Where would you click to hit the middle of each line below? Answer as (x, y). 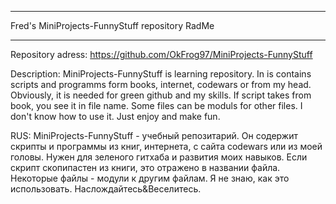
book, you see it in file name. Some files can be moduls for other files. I (156, 105)
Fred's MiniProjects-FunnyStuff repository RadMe (112, 25)
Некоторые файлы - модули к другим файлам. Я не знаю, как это (150, 178)
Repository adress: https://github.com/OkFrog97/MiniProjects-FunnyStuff (161, 54)
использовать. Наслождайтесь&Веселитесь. (106, 189)
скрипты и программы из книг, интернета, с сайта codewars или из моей (166, 146)
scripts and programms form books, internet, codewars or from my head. (161, 84)
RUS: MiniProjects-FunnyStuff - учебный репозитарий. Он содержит (154, 135)
